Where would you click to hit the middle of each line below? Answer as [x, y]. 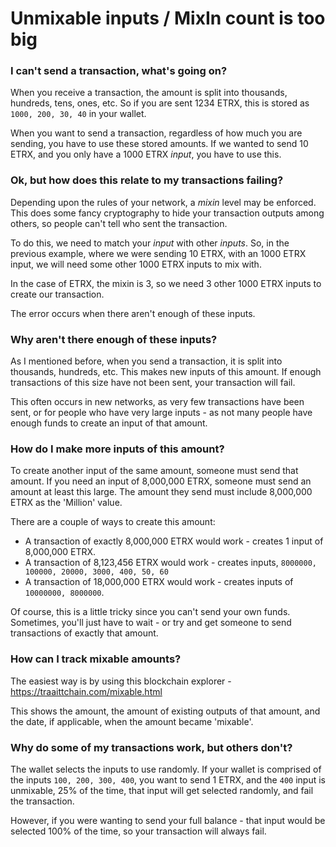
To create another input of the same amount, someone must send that [154, 471]
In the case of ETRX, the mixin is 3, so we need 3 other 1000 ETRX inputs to [166, 283]
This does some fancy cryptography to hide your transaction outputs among [167, 213]
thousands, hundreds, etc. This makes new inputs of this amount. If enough [166, 372]
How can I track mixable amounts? [96, 659]
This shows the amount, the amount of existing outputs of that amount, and [165, 711]
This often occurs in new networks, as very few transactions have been [157, 402]
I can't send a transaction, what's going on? [119, 71]
